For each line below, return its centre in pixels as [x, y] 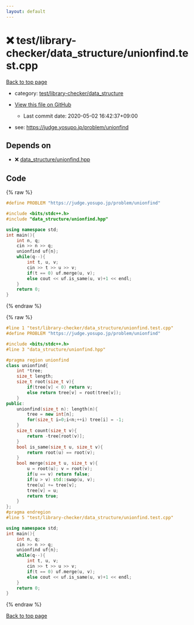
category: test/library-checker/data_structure [69, 93]
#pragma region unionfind [37, 360]
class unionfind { [27, 365]
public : [15, 403]
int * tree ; [30, 371]
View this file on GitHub [43, 104]
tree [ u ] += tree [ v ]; [52, 485]
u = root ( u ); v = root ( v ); [60, 469]
